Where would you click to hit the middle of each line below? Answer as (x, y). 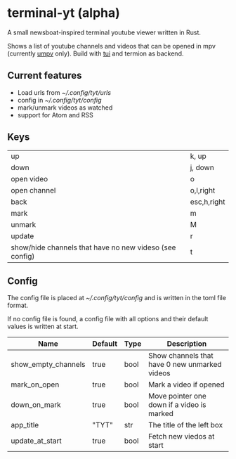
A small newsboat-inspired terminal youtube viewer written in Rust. (104, 32)
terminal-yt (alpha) (64, 13)
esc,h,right (208, 202)
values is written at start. (43, 327)
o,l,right (203, 190)
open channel (33, 190)
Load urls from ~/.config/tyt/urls (64, 92)
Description (187, 344)
